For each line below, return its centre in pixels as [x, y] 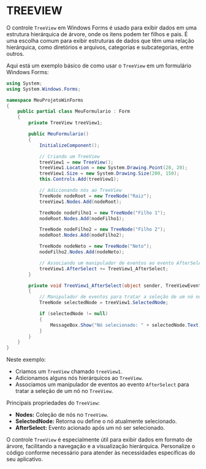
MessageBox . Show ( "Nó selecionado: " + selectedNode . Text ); [127, 325]
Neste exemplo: [26, 360]
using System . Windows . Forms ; [44, 89]
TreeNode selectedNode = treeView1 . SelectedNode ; [104, 303]
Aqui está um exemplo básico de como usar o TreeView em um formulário [99, 66]
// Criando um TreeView [69, 156]
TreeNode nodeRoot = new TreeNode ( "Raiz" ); [95, 196]
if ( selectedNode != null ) [74, 314]
